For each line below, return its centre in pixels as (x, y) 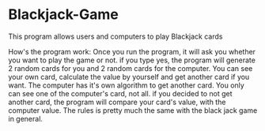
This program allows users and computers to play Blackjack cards (115, 36)
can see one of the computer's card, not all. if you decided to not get (120, 93)
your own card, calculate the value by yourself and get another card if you (129, 77)
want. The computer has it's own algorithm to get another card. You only (127, 85)
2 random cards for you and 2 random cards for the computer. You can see (131, 68)
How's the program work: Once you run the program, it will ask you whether (132, 51)
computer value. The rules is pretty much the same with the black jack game (133, 110)
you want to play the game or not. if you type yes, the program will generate (132, 60)
